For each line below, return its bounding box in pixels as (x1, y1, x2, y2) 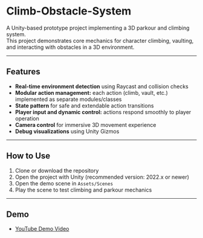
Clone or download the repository (14, 167, 99, 174)
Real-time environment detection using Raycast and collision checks (14, 83, 189, 90)
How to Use (6, 151, 51, 161)
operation (14, 115, 39, 122)
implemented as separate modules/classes (14, 95, 122, 103)
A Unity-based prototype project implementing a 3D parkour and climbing (6, 24, 190, 31)
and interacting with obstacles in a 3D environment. (6, 43, 135, 51)
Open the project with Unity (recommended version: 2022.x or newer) (14, 173, 189, 181)
